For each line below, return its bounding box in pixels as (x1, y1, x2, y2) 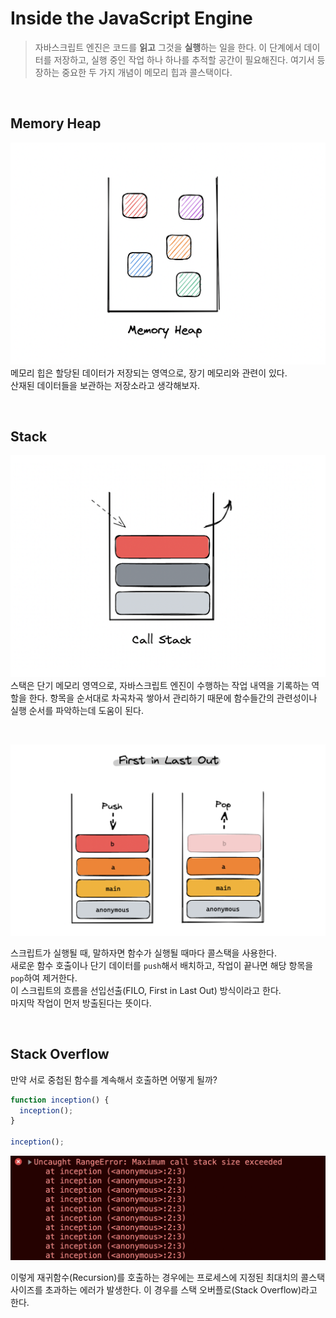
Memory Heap (10, 115, 102, 132)
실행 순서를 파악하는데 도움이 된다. (10, 705, 144, 717)
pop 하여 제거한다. (10, 972, 78, 984)
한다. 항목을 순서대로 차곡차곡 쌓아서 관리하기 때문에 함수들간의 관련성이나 (28, 692, 318, 704)
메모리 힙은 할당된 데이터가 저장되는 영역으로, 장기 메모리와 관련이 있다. (10, 367, 288, 379)
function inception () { (10, 1095, 110, 1105)
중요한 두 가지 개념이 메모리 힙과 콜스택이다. (61, 66, 233, 78)
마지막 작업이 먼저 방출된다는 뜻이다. (10, 997, 152, 1009)
